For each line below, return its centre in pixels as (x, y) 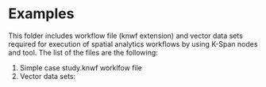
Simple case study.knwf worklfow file (81, 67)
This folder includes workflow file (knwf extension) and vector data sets (126, 36)
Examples (41, 14)
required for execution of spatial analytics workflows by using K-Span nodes (133, 43)
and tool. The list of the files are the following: (83, 52)
